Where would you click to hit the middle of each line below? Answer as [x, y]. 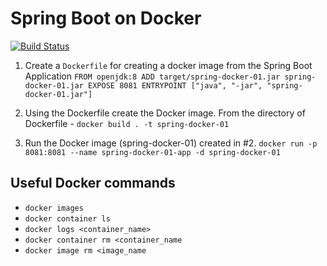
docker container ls [67, 218]
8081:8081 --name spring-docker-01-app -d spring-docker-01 [152, 152]
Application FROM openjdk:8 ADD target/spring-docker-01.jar [152, 76]
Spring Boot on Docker [106, 18]
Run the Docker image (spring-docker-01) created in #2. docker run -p [171, 143]
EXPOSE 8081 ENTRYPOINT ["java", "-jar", [175, 85]
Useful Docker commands [93, 183]
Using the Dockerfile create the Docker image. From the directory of [165, 113]
